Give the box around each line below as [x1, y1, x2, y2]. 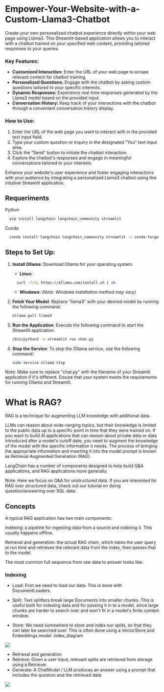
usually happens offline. [5, 530, 53, 536]
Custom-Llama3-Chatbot [5, 14, 110, 25]
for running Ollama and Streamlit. [5, 379, 72, 385]
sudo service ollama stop [12, 360, 65, 365]
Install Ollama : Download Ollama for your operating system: [12, 261, 133, 267]
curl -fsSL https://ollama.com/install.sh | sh [17, 280, 116, 285]
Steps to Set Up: [5, 248, 55, 256]
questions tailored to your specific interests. [12, 85, 101, 91]
